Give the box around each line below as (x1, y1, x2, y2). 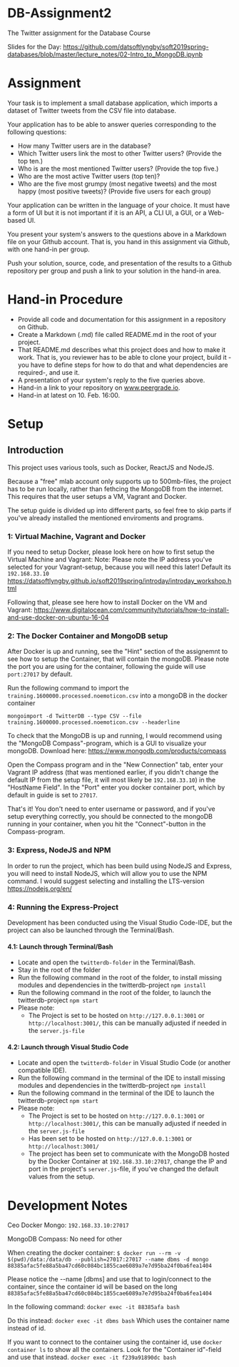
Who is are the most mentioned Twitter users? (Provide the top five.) (17, 164, 219, 173)
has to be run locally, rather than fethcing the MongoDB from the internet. (7, 484, 223, 493)
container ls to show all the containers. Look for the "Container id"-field (7, 1346, 222, 1354)
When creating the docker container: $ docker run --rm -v (7, 1249, 181, 1257)
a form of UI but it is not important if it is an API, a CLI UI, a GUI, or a (7, 208, 207, 217)
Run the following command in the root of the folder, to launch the (17, 989, 212, 997)
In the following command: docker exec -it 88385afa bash (7, 1303, 180, 1311)
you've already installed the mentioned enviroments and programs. (7, 513, 205, 522)
